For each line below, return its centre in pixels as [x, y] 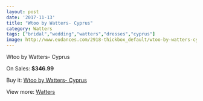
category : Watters [29, 29]
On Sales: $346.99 [30, 69]
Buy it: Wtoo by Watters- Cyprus [47, 80]
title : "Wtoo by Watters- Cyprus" [50, 23]
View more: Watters [31, 92]
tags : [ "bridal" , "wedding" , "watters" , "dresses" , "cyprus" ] [81, 34]
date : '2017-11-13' [31, 17]
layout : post [23, 12]
